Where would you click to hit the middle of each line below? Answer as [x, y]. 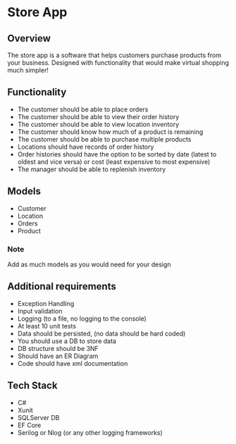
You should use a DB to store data [67, 341]
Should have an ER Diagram [58, 356]
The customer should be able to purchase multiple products [104, 139]
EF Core [29, 425]
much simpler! [28, 70]
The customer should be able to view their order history [98, 116]
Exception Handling [46, 303]
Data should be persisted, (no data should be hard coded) [101, 333]
